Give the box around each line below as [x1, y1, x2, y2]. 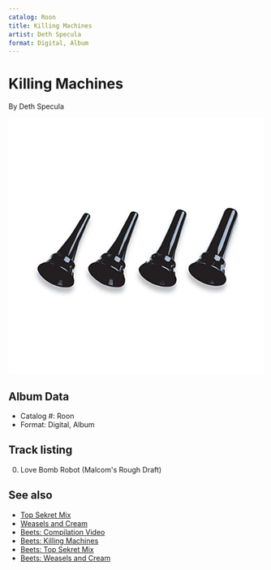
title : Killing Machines [8, 21, 92, 30]
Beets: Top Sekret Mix [19, 544, 95, 554]
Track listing [8, 443, 73, 457]
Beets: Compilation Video [19, 527, 105, 537]
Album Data [8, 390, 70, 404]
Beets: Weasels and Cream [19, 553, 111, 563]
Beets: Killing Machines [19, 536, 99, 546]
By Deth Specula [8, 101, 65, 111]
